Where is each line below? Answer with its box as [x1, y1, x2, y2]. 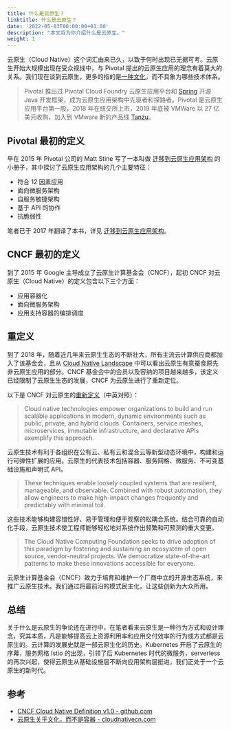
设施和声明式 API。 [12, 465, 67, 473]
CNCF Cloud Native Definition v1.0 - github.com [16, 707, 153, 716]
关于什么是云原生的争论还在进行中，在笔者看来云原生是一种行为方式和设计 [7, 623, 218, 632]
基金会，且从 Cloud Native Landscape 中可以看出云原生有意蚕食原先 [25, 359, 219, 367]
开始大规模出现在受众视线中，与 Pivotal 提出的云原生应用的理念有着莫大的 [12, 64, 223, 72]
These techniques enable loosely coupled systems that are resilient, [23, 478, 217, 487]
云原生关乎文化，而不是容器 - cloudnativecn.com [16, 716, 156, 724]
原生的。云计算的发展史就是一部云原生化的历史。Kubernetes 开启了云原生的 [7, 641, 222, 649]
